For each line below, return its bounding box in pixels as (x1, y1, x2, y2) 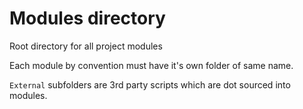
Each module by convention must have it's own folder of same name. (9, 59, 294, 71)
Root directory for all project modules (9, 40, 163, 52)
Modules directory (9, 7, 166, 30)
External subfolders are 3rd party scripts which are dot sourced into (9, 78, 291, 91)
